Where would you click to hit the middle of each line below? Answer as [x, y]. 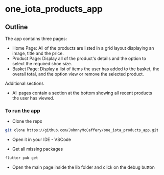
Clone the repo [27, 121]
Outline [16, 27]
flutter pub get [22, 158]
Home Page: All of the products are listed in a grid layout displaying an [83, 48]
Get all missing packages [37, 149]
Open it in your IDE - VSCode [42, 139]
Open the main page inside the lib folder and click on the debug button [83, 167]
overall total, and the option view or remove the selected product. [78, 74]
